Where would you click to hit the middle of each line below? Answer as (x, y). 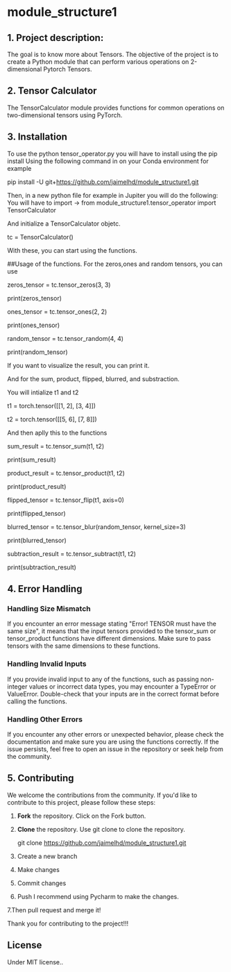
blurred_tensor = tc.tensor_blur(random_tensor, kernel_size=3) (96, 527)
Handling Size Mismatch (49, 608)
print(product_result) (37, 486)
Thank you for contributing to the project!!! (68, 923)
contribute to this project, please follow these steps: (82, 802)
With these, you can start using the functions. (72, 250)
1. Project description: (55, 38)
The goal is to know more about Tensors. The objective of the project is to (113, 54)
